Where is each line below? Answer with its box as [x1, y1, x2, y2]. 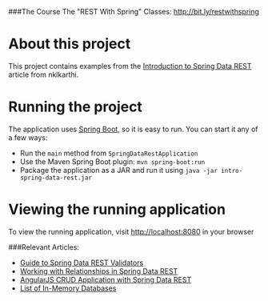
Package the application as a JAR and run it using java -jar [19, 165, 218, 175]
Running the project [8, 98, 142, 116]
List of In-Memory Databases [19, 283, 117, 293]
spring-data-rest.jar [19, 174, 92, 182]
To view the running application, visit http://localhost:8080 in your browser [8, 227, 254, 236]
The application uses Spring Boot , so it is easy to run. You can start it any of [8, 124, 258, 134]
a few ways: [8, 132, 48, 142]
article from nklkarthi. [8, 70, 79, 79]
